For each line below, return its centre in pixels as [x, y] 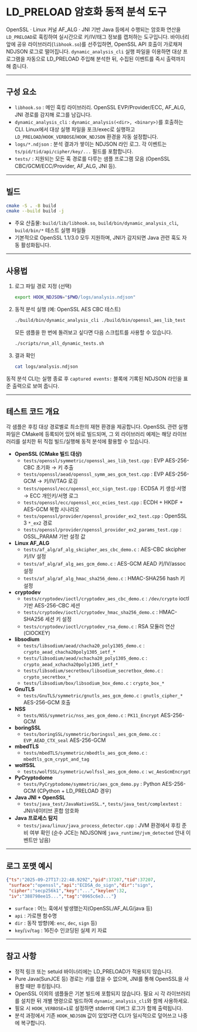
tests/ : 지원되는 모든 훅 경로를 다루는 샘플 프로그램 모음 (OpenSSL [92, 159]
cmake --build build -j [35, 211]
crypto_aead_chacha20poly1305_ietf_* [69, 653]
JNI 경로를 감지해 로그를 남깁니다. [53, 115]
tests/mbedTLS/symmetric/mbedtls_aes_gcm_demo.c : [85, 753]
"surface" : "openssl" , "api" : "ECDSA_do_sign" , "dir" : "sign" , [81, 885]
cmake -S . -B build [31, 206]
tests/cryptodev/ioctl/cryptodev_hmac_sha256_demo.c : [91, 612]
